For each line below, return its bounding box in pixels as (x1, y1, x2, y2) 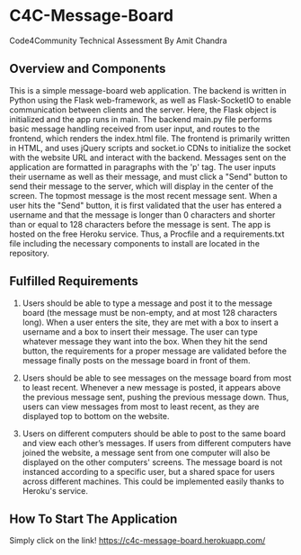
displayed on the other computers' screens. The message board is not (22, 456, 283, 468)
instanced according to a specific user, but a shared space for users (22, 466, 276, 477)
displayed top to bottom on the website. (22, 410, 170, 421)
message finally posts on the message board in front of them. (22, 354, 251, 365)
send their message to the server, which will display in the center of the (9, 181, 274, 192)
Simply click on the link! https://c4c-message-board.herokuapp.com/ (9, 535, 266, 546)
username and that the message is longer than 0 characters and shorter (9, 209, 276, 220)
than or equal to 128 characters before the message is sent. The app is (9, 219, 271, 229)
